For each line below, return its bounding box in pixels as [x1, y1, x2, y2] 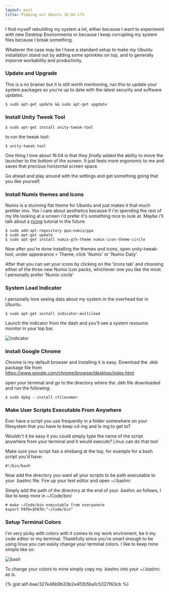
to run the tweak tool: [5, 134, 49, 140]
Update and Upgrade [5, 70, 58, 77]
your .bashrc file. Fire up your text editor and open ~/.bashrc [5, 478, 131, 484]
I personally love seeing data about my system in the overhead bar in [5, 296, 149, 302]
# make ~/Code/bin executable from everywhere [5, 503, 105, 508]
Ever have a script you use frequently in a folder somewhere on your [5, 418, 148, 424]
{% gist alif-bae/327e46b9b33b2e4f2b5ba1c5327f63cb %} [5, 581, 129, 587]
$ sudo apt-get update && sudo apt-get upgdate [5, 102, 107, 107]
